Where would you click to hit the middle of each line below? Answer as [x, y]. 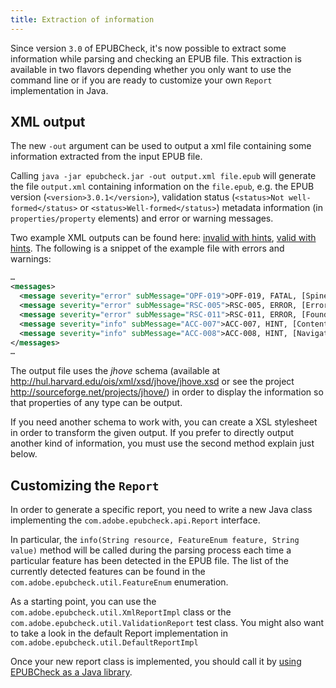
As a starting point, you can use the [83, 602]
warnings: [31, 259]
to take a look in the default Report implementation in [119, 633]
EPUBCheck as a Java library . [71, 672]
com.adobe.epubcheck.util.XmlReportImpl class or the [121, 612]
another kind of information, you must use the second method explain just [162, 443]
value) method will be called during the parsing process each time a [151, 550]
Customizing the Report [85, 485]
